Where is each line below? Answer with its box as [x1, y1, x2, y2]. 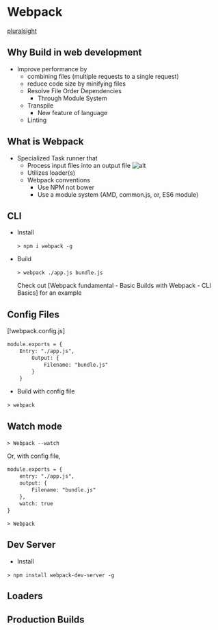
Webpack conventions [27, 175, 91, 184]
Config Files [7, 308, 59, 320]
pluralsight [7, 27, 37, 35]
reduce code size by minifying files [27, 80, 126, 88]
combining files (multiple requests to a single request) [27, 72, 179, 80]
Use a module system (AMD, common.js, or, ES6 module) [37, 190, 199, 199]
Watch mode [7, 420, 63, 432]
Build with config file [16, 387, 75, 396]
